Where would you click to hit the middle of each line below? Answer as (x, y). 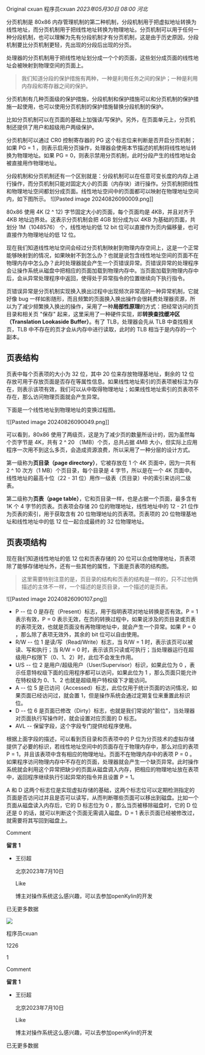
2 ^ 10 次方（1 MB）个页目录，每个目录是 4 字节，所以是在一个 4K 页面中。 (101, 470)
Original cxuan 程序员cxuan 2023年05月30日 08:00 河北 (77, 9)
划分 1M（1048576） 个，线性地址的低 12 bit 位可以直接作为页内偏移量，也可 (103, 227)
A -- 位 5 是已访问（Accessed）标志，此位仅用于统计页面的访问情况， (103, 688)
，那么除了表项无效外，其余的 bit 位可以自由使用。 (79, 634)
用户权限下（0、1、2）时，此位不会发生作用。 (78, 657)
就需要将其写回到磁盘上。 (38, 820)
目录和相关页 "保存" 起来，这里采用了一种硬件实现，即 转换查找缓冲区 (93, 314)
